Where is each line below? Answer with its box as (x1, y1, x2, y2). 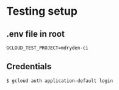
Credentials (6, 61, 52, 72)
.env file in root (6, 29, 65, 39)
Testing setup (6, 4, 78, 18)
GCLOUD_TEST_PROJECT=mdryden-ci (6, 45, 88, 51)
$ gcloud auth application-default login (6, 78, 114, 84)
